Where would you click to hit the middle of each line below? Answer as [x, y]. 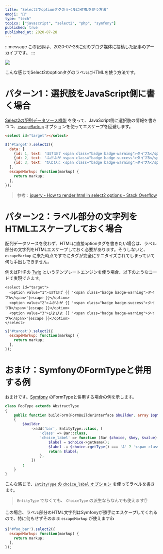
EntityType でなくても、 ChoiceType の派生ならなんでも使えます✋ [82, 500]
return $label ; [64, 451]
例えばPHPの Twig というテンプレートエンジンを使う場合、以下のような [77, 272]
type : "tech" [18, 19]
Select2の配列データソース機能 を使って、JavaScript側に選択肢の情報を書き [81, 120]
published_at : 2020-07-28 [31, 32]
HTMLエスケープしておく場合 [64, 229]
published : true [21, 28]
